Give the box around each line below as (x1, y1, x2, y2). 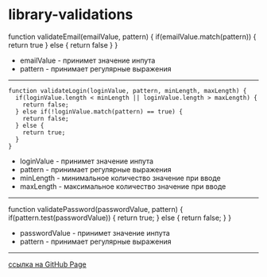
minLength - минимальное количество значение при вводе (19, 173, 221, 183)
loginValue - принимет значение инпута (19, 156, 153, 166)
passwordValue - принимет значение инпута (19, 228, 171, 237)
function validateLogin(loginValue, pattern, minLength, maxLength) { (8, 87, 247, 94)
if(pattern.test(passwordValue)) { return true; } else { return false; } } (8, 213, 232, 222)
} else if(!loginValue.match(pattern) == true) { (15, 107, 183, 116)
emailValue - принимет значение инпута (19, 56, 156, 65)
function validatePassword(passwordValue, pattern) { (8, 204, 184, 214)
